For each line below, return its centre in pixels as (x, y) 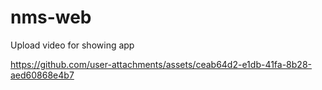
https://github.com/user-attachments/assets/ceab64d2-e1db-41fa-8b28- (161, 64)
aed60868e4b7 (42, 75)
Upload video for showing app (72, 45)
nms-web (51, 17)
